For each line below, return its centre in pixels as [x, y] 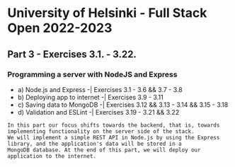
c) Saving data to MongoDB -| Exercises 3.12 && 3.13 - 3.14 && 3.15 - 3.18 [123, 105]
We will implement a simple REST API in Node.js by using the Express [114, 137]
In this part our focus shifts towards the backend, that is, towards [114, 125]
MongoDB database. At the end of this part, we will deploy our [104, 150]
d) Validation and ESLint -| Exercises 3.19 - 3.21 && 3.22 [98, 112]
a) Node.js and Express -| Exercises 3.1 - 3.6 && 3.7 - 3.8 [100, 89]
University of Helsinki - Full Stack [107, 13]
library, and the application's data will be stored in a [94, 144]
